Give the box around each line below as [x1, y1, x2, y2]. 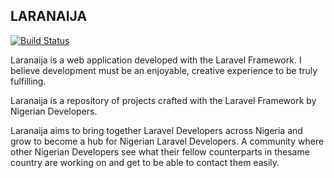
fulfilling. [10, 75, 47, 87]
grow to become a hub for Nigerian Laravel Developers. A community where [10, 135, 325, 147]
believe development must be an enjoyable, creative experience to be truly [10, 64, 318, 76]
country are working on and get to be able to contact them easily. [10, 156, 280, 168]
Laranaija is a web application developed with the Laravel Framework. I [10, 54, 302, 66]
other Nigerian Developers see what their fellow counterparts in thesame [10, 145, 310, 158]
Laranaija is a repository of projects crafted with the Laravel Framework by [10, 94, 317, 106]
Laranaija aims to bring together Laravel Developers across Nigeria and [10, 124, 303, 136]
